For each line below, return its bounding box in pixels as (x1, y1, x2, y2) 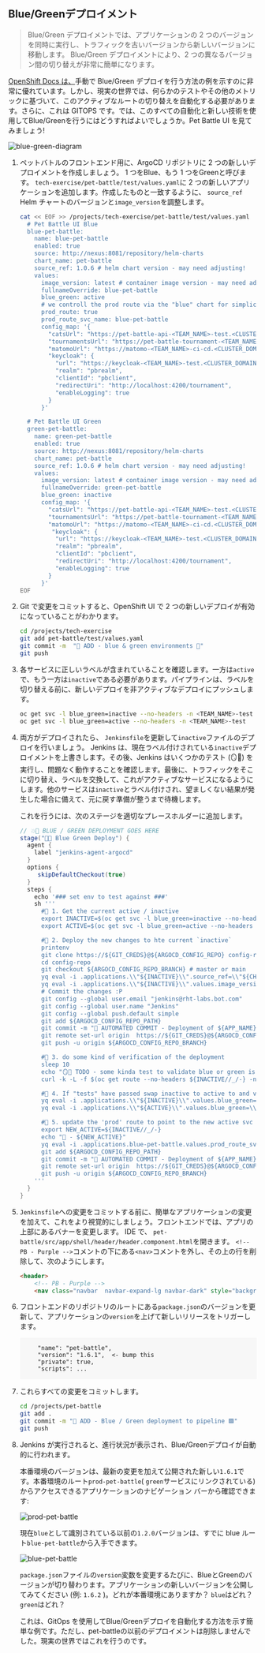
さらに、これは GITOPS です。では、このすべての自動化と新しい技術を (21, 106, 250, 115)
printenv (40, 944, 70, 952)
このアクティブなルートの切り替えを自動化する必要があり (62, 95, 249, 105)
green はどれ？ (19, 1599, 65, 1609)
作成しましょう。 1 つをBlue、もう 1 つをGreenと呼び (68, 167, 240, 177)
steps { (27, 885, 53, 893)
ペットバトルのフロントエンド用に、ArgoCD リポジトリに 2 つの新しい (19, 157, 250, 167)
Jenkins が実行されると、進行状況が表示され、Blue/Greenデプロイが (19, 1439, 243, 1449)
